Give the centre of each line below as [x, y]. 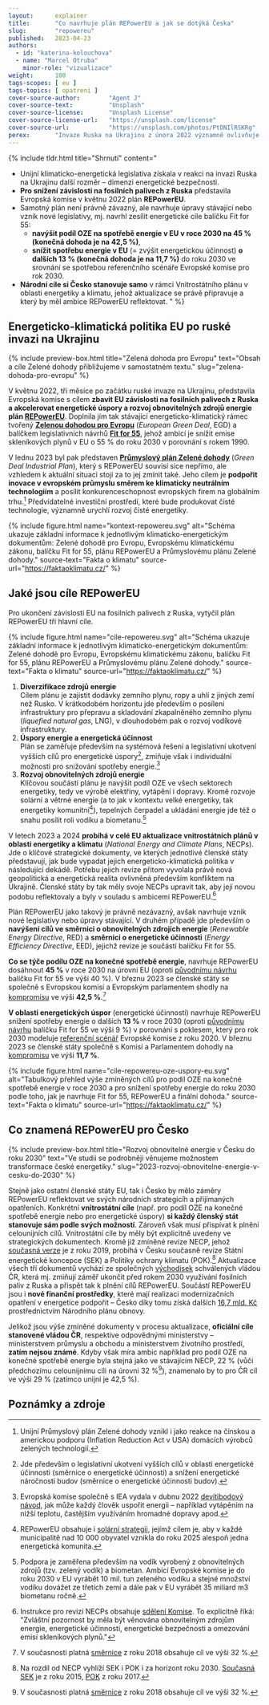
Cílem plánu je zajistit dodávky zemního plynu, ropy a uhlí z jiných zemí [137, 695]
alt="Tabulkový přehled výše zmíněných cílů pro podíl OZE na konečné [125, 1079]
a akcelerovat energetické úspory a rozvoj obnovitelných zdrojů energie [130, 408]
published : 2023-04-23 [50, 38]
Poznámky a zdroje [57, 1405]
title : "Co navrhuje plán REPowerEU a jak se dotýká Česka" [121, 23]
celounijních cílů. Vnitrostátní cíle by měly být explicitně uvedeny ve [120, 1233]
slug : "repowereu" [51, 30]
